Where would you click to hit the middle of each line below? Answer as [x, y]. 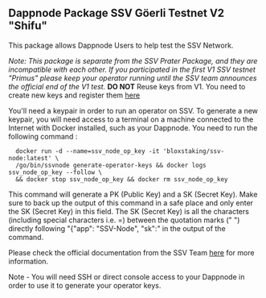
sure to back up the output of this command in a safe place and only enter [131, 203]
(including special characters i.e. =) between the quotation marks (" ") [124, 220]
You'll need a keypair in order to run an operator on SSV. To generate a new [133, 110]
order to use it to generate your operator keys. [85, 285]
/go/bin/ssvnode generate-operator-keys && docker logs [111, 165]
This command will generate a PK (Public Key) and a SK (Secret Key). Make [133, 194]
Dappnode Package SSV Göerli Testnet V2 [117, 13]
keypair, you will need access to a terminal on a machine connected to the [131, 119]
